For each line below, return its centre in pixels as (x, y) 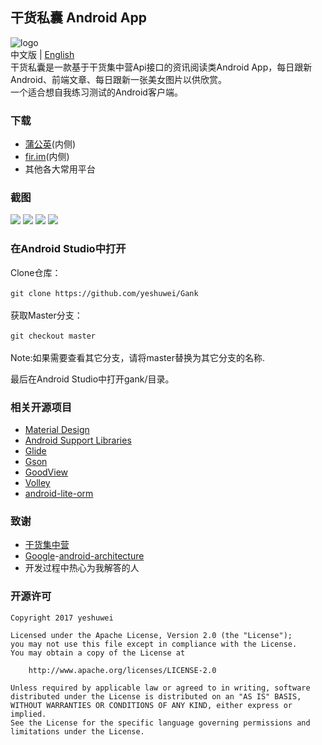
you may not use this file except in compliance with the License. (154, 644)
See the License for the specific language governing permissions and (160, 723)
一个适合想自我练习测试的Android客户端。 (96, 92)
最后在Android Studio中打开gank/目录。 (92, 379)
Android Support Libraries (78, 440)
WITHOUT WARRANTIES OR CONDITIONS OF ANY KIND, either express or (151, 705)
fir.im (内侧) (47, 157)
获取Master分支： (46, 315)
